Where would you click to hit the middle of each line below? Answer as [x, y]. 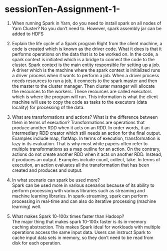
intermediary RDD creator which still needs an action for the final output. [86, 133]
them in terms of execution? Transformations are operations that [78, 122]
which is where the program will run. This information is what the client [85, 97]
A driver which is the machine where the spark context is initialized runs [86, 70]
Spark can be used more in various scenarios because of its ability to [83, 185]
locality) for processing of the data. [48, 107]
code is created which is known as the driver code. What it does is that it [87, 49]
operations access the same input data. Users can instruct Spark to [81, 232]
